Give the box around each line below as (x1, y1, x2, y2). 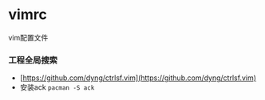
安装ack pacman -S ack (19, 83, 95, 92)
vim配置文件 (8, 33, 49, 42)
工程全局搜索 (8, 54, 58, 65)
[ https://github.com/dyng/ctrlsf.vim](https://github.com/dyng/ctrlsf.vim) (19, 73, 257, 83)
